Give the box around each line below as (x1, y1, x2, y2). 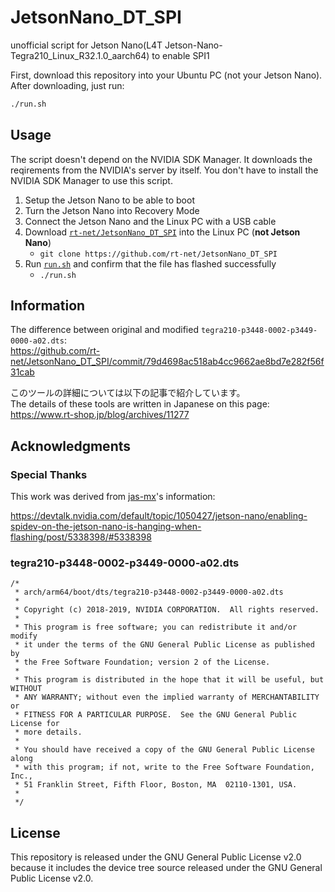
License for (10, 719, 60, 729)
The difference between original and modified (10, 324, 199, 336)
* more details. (14, 727, 83, 738)
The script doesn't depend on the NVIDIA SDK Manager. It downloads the (10, 153, 313, 165)
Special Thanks (10, 467, 88, 481)
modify (10, 631, 38, 641)
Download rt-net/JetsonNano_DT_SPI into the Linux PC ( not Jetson (24, 226, 301, 238)
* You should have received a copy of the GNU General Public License (14, 745, 315, 755)
